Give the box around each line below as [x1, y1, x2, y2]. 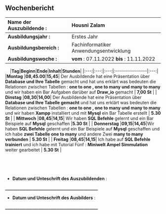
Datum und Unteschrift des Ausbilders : [12, 195, 96, 201]
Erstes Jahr [71, 33, 98, 40]
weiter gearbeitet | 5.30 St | [5, 147, 62, 153]
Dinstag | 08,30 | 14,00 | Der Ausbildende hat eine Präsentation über [5, 94, 142, 100]
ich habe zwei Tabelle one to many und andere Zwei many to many [5, 131, 143, 137]
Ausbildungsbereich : [7, 44, 59, 51]
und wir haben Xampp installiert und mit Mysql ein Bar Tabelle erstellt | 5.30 [5, 110, 161, 116]
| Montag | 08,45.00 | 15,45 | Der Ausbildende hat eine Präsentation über [5, 73, 150, 79]
